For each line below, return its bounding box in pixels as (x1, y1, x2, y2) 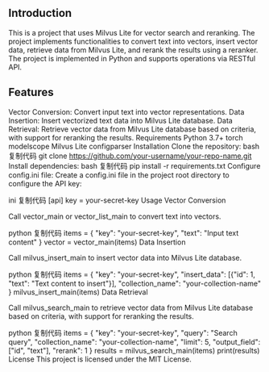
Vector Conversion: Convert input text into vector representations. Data (8, 107, 245, 116)
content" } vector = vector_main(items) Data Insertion (8, 237, 186, 247)
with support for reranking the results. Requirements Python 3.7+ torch (8, 132, 243, 142)
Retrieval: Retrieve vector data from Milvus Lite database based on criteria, (8, 124, 256, 134)
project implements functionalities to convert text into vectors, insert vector (8, 36, 259, 46)
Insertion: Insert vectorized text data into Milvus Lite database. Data (8, 115, 234, 125)
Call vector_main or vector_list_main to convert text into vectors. (8, 211, 221, 221)
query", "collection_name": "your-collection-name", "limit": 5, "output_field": (8, 336, 261, 346)
